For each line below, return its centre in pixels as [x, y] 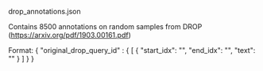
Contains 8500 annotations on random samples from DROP [105, 26]
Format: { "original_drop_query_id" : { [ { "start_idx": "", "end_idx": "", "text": [132, 50]
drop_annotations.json [44, 11]
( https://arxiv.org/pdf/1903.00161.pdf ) [70, 35]
